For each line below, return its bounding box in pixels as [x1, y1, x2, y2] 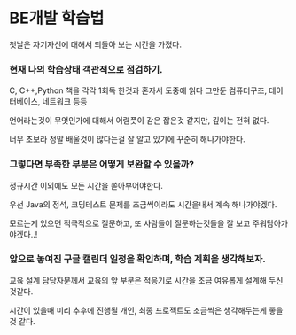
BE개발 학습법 [9, 8, 105, 28]
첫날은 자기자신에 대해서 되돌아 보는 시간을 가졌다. [9, 39, 183, 50]
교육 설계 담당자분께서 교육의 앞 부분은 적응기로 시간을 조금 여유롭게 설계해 [9, 275, 268, 285]
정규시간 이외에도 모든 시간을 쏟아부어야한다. [9, 180, 164, 191]
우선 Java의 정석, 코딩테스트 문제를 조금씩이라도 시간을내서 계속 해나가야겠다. [9, 199, 277, 209]
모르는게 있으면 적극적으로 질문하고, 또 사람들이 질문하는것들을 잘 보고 [9, 218, 251, 229]
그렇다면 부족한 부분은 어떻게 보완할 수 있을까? [9, 159, 195, 171]
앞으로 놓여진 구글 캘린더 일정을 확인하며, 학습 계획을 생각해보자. [9, 253, 266, 266]
